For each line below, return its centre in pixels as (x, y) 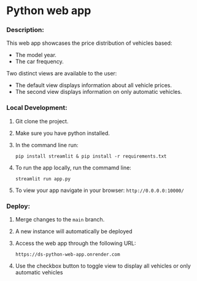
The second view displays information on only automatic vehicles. (98, 92)
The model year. (36, 55)
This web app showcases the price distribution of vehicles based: (89, 43)
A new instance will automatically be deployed (74, 231)
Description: (25, 30)
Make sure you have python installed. (63, 133)
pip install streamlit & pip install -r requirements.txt (91, 156)
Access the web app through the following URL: (75, 244)
